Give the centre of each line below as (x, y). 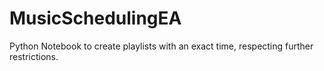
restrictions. (34, 56)
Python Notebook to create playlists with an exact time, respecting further (161, 46)
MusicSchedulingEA (95, 18)
